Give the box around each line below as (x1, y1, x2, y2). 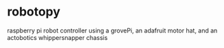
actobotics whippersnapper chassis (7, 33, 108, 41)
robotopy (7, 4, 60, 20)
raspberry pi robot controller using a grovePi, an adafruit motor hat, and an (7, 26, 218, 34)
